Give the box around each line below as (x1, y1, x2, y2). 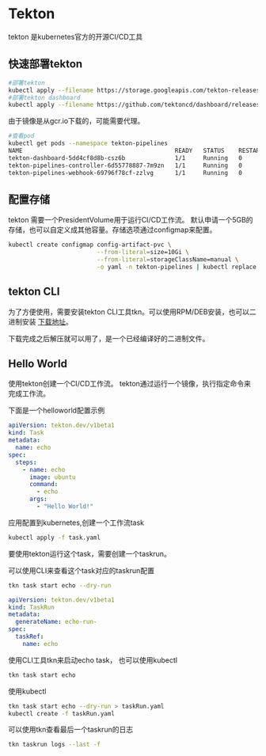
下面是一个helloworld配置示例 (8, 405, 105, 416)
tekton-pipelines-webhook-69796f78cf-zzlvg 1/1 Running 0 (8, 169, 243, 177)
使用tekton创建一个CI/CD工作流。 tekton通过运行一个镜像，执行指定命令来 (8, 379, 252, 389)
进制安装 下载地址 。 (8, 317, 73, 326)
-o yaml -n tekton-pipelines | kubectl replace (96, 263, 257, 271)
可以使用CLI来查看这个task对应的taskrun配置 (8, 565, 154, 575)
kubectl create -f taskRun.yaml (8, 709, 115, 717)
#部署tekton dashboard (8, 93, 81, 101)
